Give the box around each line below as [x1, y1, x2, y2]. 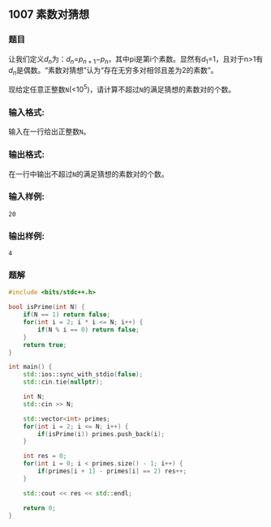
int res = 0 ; [23, 452, 67, 461]
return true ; [23, 341, 67, 349]
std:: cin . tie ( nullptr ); [23, 378, 104, 387]
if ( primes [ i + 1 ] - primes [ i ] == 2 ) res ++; [37, 467, 187, 476]
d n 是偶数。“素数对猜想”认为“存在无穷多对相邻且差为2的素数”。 [8, 66, 218, 77]
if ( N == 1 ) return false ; [23, 311, 111, 319]
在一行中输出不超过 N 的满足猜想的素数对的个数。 [8, 169, 169, 178]
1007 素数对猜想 [8, 7, 90, 22]
